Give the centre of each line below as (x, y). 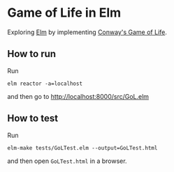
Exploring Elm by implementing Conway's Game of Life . (87, 32)
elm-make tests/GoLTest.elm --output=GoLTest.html (82, 148)
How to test (32, 119)
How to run (32, 54)
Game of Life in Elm (64, 13)
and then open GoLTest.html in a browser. (67, 161)
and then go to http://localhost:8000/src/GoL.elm (78, 96)
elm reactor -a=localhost (45, 84)
